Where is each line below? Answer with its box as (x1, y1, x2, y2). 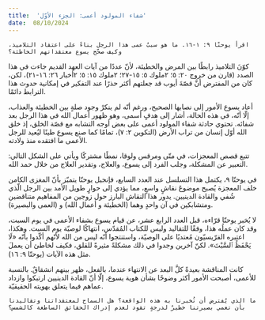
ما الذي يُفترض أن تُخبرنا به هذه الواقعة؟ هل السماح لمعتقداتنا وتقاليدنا (8, 296, 257, 304)
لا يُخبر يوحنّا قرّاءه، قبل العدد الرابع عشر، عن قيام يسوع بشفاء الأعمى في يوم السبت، (8, 215, 257, 224)
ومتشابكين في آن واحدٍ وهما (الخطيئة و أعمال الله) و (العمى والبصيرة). (8, 199, 214, 209)
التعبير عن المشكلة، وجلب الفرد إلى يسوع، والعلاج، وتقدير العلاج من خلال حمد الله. (8, 159, 248, 168)
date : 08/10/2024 (8, 19, 69, 27)
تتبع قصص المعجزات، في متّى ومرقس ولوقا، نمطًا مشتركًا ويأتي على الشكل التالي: (8, 151, 250, 160)
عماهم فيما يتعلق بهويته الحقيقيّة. (8, 281, 104, 291)
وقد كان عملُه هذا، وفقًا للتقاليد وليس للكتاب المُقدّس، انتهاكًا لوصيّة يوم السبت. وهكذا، (8, 223, 257, 233)
